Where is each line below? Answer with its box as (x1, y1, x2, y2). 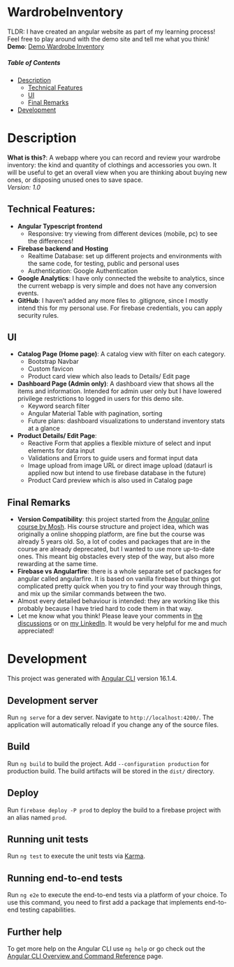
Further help (7, 926, 63, 938)
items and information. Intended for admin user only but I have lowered (17, 387, 222, 395)
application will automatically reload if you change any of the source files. (7, 721, 219, 729)
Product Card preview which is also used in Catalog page (27, 477, 193, 485)
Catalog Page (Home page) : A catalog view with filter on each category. (17, 350, 226, 358)
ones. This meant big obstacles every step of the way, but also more (17, 552, 214, 560)
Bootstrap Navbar (27, 358, 79, 366)
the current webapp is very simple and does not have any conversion (17, 281, 217, 290)
